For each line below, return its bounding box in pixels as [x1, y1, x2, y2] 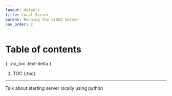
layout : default [5, 7, 40, 13]
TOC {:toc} [12, 70, 36, 77]
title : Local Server [5, 12, 50, 17]
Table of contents [5, 44, 82, 55]
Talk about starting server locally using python [5, 85, 103, 91]
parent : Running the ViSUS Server [5, 17, 79, 22]
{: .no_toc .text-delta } [5, 61, 52, 67]
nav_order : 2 [5, 21, 33, 27]
